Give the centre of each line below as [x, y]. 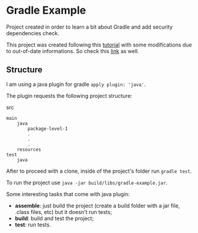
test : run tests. [33, 225]
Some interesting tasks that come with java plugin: [68, 194]
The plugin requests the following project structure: [69, 95]
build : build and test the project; [54, 218]
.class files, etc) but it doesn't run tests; [63, 212]
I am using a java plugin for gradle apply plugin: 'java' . [76, 84]
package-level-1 [48, 129]
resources [29, 150]
